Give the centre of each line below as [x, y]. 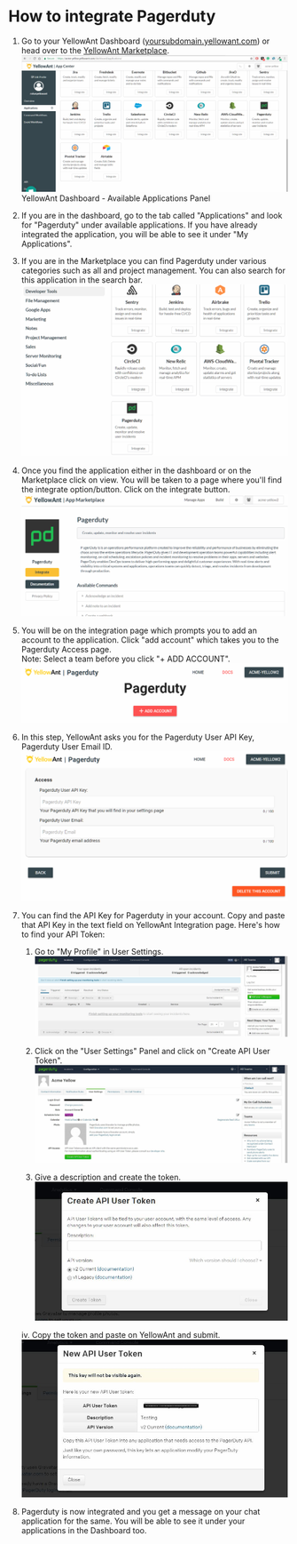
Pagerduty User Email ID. [66, 746]
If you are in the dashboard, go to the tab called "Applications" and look [152, 216]
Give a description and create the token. [108, 1177]
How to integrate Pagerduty [112, 16]
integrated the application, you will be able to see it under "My [135, 235]
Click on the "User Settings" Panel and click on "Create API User [152, 1052]
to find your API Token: [63, 934]
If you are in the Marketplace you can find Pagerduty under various [144, 261]
